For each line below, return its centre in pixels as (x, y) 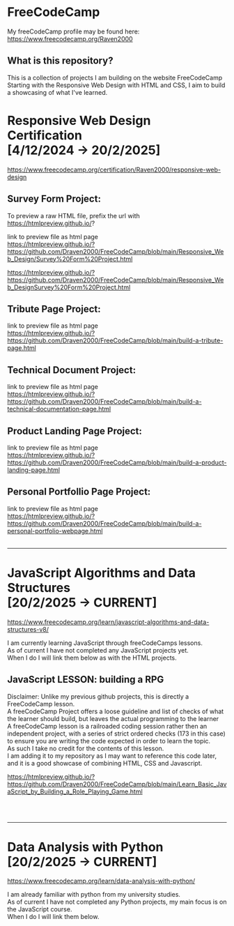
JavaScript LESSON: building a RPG (86, 680)
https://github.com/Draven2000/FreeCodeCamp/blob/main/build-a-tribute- (115, 341)
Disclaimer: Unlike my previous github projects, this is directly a (98, 696)
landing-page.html (34, 470)
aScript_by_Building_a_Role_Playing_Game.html (75, 791)
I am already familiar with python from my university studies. (94, 895)
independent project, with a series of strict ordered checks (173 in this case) (117, 734)
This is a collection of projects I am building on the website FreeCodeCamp (115, 77)
